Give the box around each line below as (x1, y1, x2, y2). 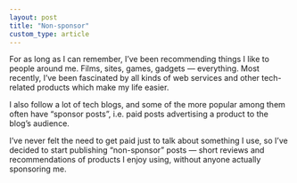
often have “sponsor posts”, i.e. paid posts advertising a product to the (9, 108, 269, 120)
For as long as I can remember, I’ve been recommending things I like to (9, 54, 270, 65)
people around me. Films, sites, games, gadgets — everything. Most (9, 63, 260, 74)
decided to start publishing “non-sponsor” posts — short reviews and (9, 145, 265, 155)
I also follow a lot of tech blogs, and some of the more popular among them (9, 99, 285, 110)
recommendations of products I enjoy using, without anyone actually (9, 155, 261, 165)
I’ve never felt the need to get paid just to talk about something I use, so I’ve (9, 135, 288, 147)
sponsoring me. (9, 163, 67, 174)
